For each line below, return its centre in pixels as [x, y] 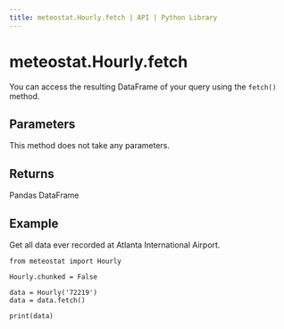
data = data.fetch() [48, 300]
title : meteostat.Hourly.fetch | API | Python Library [113, 17]
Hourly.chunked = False [54, 277]
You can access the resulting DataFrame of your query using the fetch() [143, 87]
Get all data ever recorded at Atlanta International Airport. [115, 245]
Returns [32, 174]
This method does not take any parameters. [89, 146]
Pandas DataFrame [44, 195]
